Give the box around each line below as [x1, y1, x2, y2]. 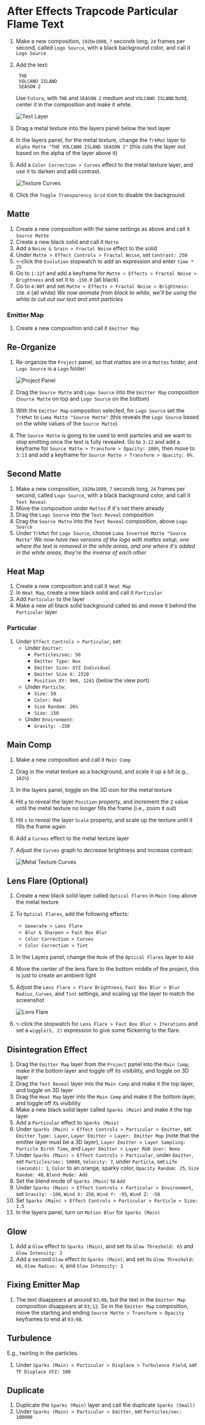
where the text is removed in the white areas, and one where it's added [15, 542, 196, 549]
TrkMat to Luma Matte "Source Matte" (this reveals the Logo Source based [15, 413, 199, 421]
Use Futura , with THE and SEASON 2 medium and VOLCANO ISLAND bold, [15, 94, 189, 101]
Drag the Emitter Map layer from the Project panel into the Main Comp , [15, 1061, 190, 1068]
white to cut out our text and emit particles [15, 295, 123, 303]
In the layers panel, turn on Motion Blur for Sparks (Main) [15, 1209, 160, 1216]
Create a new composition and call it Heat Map [15, 582, 131, 590]
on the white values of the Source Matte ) [15, 419, 118, 427]
